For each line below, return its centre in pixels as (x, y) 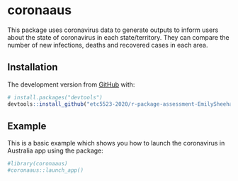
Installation (33, 67)
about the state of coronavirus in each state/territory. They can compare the (118, 37)
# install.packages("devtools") (55, 97)
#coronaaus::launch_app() (45, 170)
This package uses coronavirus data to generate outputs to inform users (113, 30)
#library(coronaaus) (38, 164)
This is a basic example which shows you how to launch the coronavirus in (116, 143)
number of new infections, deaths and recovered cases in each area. (108, 45)
